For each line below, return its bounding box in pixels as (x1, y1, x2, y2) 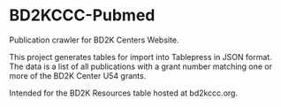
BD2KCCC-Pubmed (9, 5, 156, 26)
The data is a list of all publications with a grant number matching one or (9, 61, 272, 72)
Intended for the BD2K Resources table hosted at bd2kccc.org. (9, 88, 239, 98)
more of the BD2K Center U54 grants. (9, 70, 147, 80)
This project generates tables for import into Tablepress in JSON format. (9, 51, 272, 62)
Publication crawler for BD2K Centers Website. (9, 34, 179, 45)
